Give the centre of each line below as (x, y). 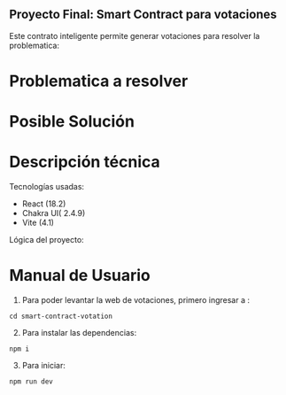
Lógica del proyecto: (46, 240)
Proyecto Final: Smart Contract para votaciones (143, 15)
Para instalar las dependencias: (79, 333)
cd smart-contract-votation (61, 317)
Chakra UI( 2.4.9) (54, 213)
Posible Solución (72, 122)
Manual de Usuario (80, 276)
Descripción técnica (85, 162)
